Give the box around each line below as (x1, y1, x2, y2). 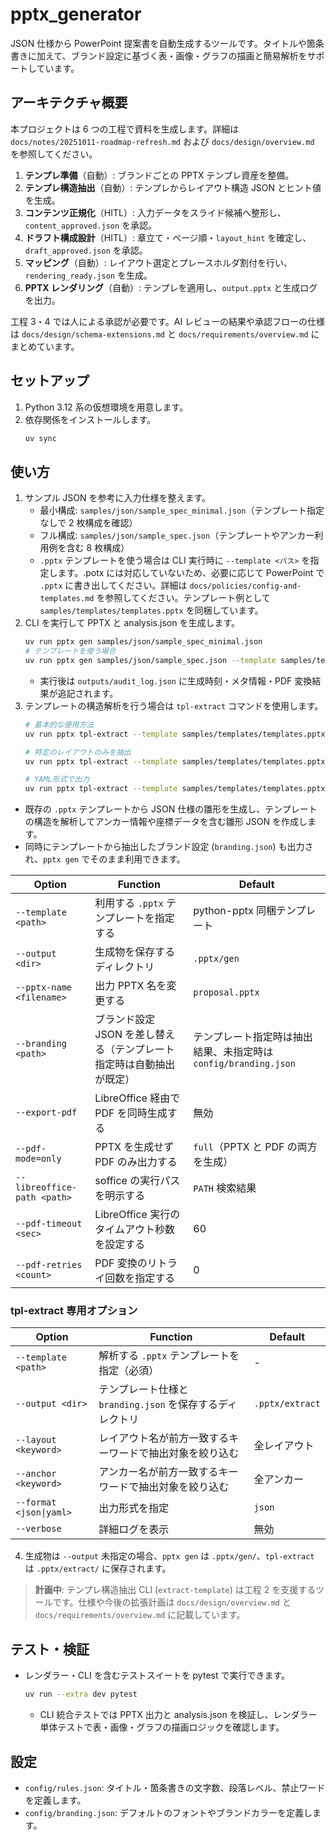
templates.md (39, 594, 95, 604)
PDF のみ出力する (94, 1155, 178, 1169)
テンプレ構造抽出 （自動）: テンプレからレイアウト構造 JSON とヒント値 (24, 181, 322, 193)
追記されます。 (57, 687, 119, 699)
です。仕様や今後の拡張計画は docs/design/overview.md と (52, 1596, 292, 1608)
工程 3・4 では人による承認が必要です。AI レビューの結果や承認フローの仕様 (10, 315, 326, 327)
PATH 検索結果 (193, 1181, 257, 1195)
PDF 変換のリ (94, 1256, 158, 1270)
